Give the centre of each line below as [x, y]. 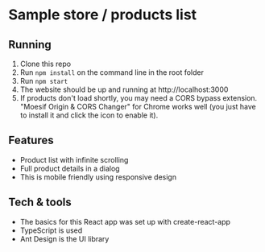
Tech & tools [40, 202]
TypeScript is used [51, 230]
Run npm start [44, 81]
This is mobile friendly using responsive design [98, 177]
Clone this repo [45, 64]
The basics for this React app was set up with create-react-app [125, 221]
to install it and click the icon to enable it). [89, 115]
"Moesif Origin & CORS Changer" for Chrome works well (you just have [138, 107]
